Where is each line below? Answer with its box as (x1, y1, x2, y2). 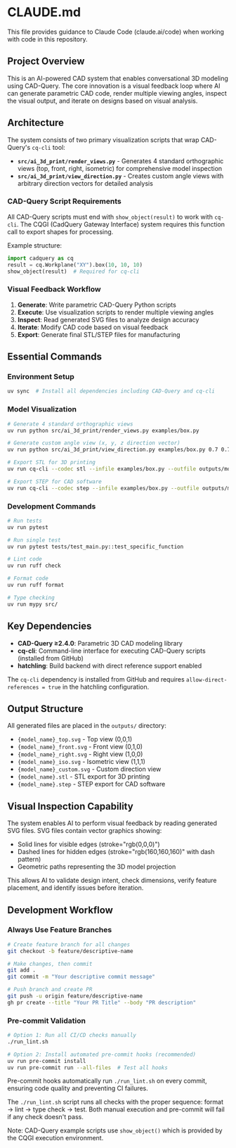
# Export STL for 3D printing (7, 459, 96, 466)
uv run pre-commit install (7, 1057, 86, 1064)
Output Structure (7, 703, 84, 715)
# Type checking (7, 594, 55, 601)
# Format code (7, 575, 49, 582)
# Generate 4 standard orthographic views (7, 420, 133, 428)
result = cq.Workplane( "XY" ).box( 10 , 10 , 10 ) (7, 261, 143, 268)
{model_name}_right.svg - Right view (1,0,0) (17, 750, 143, 758)
